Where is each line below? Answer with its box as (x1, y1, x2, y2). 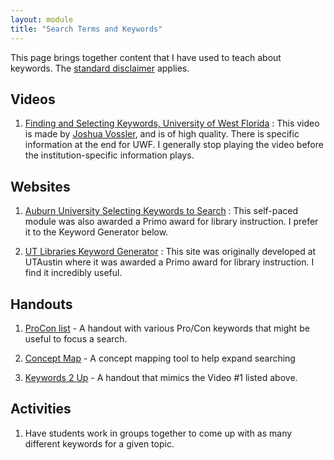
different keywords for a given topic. (24, 437, 175, 450)
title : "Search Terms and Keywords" (10, 24, 163, 34)
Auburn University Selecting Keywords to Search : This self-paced (24, 205, 299, 217)
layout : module (10, 14, 74, 25)
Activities (10, 401, 72, 418)
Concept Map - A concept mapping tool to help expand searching (24, 352, 296, 364)
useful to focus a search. (24, 332, 128, 345)
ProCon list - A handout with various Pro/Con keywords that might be (24, 322, 310, 334)
